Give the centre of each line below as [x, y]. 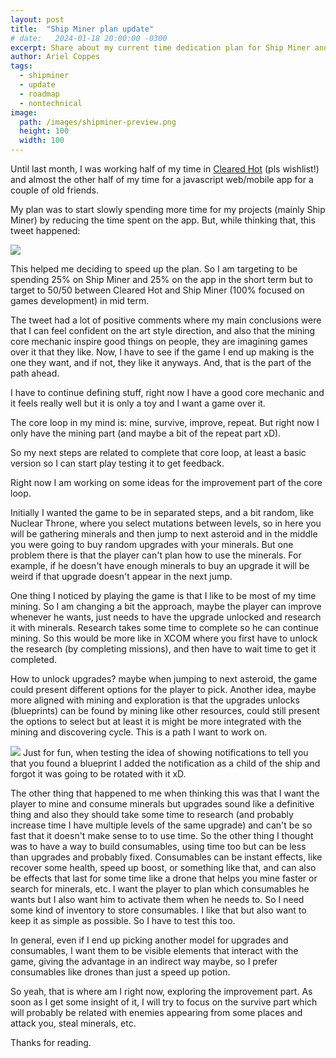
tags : [21, 66]
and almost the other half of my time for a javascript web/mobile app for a [162, 179]
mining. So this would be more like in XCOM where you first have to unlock [164, 638]
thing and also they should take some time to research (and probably [152, 814]
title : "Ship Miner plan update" [82, 29]
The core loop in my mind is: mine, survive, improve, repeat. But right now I [165, 422]
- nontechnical [51, 103]
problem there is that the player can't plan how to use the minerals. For [156, 555]
